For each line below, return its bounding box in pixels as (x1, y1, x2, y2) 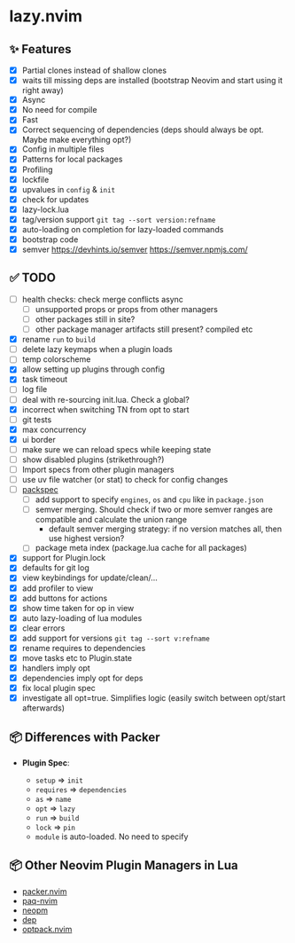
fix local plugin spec (21, 683, 96, 694)
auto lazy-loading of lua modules (21, 612, 143, 623)
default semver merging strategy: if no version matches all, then (48, 523, 283, 534)
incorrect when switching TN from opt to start (21, 404, 190, 414)
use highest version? (48, 533, 125, 544)
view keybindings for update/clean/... (21, 572, 158, 583)
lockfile (21, 174, 50, 185)
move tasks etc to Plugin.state (21, 652, 133, 663)
